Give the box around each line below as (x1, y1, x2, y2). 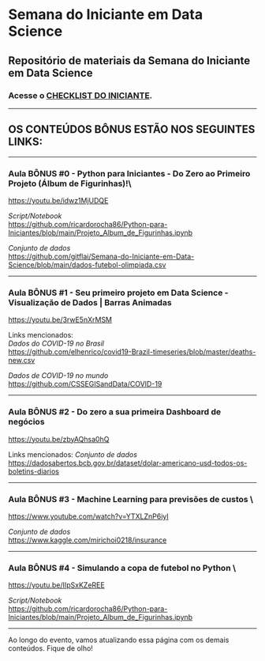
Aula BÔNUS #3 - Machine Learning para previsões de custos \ (8, 493, 254, 504)
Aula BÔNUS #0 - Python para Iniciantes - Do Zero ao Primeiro (8, 168, 251, 179)
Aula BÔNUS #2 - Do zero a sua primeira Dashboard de (8, 406, 222, 417)
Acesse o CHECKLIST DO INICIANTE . (8, 89, 153, 100)
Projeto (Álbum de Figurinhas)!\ (8, 178, 132, 189)
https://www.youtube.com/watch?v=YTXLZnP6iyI (8, 512, 169, 521)
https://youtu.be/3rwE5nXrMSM (8, 315, 113, 325)
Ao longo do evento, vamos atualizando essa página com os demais (8, 635, 230, 645)
